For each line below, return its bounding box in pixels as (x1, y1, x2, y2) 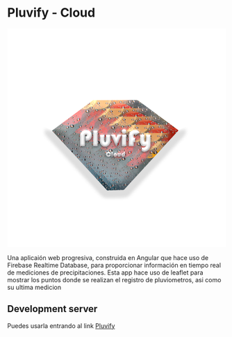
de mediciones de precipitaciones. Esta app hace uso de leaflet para (7, 268, 204, 277)
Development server (7, 303, 98, 315)
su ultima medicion (7, 283, 61, 291)
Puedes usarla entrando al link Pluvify (7, 321, 115, 330)
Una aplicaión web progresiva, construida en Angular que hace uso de (7, 253, 209, 261)
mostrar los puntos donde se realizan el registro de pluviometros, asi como (7, 275, 222, 284)
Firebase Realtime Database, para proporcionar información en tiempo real (7, 261, 221, 269)
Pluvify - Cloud (7, 5, 96, 21)
